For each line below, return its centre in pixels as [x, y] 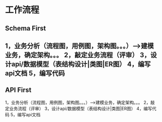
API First [18, 90]
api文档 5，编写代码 [35, 73]
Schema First [26, 28]
